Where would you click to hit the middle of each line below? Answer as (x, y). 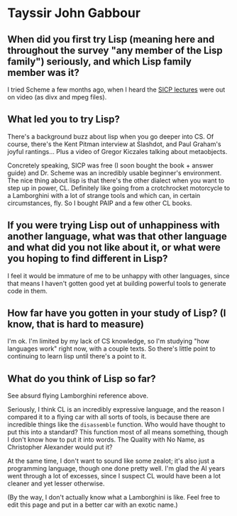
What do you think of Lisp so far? (82, 379)
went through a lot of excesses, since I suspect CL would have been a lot (114, 476)
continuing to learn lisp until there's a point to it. (77, 356)
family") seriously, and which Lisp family (99, 61)
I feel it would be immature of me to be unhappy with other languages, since (118, 275)
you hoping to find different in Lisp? (88, 259)
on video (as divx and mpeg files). (57, 97)
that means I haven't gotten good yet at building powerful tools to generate (117, 283)
